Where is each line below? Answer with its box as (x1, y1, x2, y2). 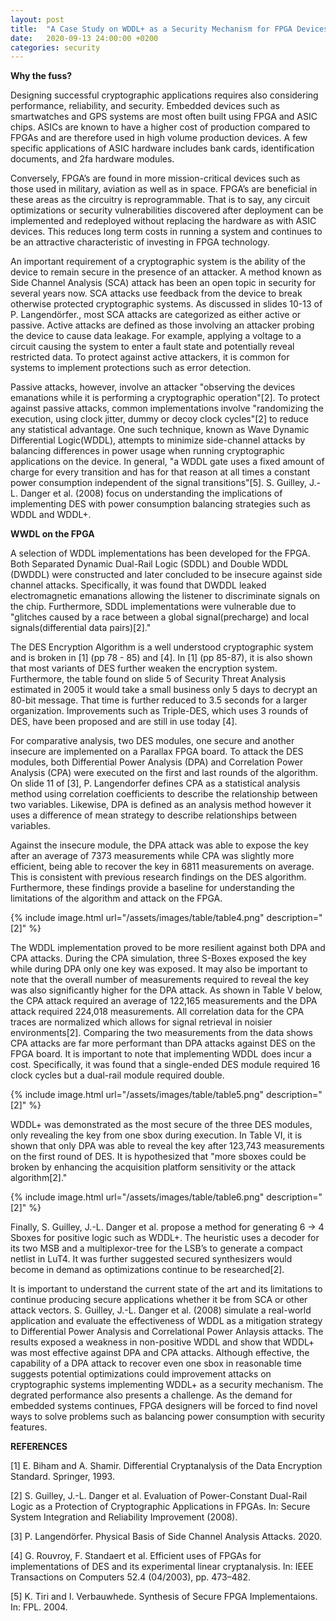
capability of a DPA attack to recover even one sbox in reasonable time (10, 1357, 302, 1370)
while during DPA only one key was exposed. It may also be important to (10, 963, 308, 975)
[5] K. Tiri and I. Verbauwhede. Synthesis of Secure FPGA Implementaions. (10, 1591, 318, 1603)
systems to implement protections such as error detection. (10, 362, 252, 374)
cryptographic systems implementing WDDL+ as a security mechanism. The (10, 1379, 324, 1391)
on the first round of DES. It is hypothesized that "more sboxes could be (10, 1151, 307, 1163)
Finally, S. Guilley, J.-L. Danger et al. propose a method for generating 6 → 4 (10, 1221, 325, 1233)
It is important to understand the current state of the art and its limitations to (10, 1283, 323, 1295)
